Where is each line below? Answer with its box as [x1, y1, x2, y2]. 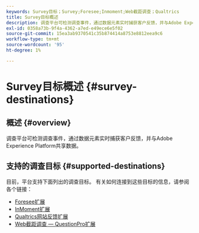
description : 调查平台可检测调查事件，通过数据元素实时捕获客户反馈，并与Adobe [6, 20, 182, 25]
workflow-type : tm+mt [6, 36, 60, 42]
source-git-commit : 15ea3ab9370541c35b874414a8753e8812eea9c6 [6, 31, 163, 37]
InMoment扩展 [14, 205, 50, 212]
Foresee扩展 [14, 198, 46, 205]
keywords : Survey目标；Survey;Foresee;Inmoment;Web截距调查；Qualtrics [6, 8, 179, 15]
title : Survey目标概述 [6, 14, 59, 20]
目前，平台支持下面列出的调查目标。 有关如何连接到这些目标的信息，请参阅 [6, 178, 190, 185]
